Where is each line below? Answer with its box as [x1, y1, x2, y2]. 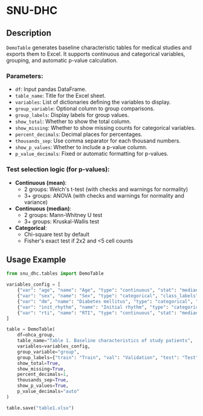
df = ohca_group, [17, 332, 56, 338]
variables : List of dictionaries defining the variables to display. [14, 98, 171, 106]
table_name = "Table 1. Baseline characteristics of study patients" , [17, 338, 193, 344]
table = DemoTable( [6, 326, 56, 332]
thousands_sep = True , [17, 377, 69, 383]
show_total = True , [17, 360, 61, 366]
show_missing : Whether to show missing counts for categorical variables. [14, 124, 196, 132]
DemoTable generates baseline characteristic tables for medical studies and [6, 44, 192, 51]
